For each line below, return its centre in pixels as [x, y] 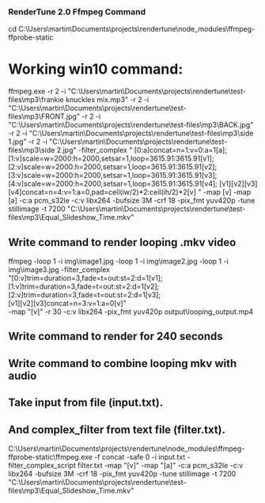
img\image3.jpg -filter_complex [59, 270]
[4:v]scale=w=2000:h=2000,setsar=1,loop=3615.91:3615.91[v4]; [113, 183]
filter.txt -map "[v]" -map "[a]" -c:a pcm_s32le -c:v [161, 466]
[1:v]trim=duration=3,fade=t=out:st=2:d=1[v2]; [84, 286]
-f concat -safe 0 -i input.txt [140, 457]
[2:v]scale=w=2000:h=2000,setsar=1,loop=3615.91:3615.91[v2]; [113, 167]
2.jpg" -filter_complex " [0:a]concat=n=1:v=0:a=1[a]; [142, 150]
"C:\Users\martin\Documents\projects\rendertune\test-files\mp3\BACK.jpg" [131, 125]
